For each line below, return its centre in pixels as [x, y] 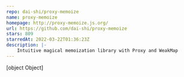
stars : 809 [20, 34]
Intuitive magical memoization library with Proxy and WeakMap [98, 51]
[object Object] [25, 67]
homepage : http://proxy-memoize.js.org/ [58, 23]
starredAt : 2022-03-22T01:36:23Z [48, 39]
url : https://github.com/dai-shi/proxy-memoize [67, 28]
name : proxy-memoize [32, 17]
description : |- [26, 45]
